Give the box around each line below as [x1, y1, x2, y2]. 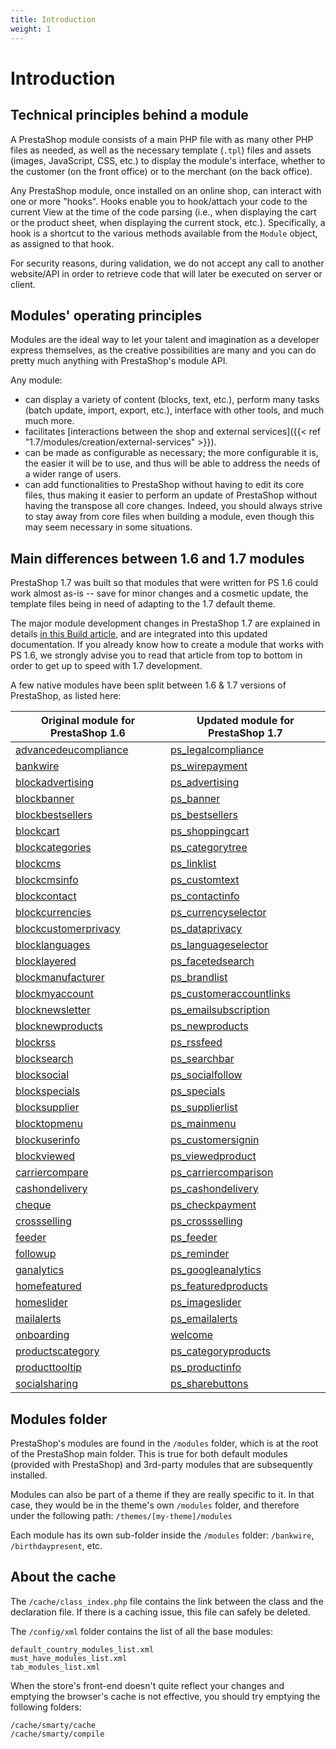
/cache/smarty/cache [10, 1720, 97, 1730]
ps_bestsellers [169, 808, 238, 822]
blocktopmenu [15, 1117, 83, 1131]
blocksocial [15, 1068, 70, 1082]
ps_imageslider [169, 1296, 242, 1310]
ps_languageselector [169, 938, 269, 952]
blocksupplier [15, 1101, 80, 1115]
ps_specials [169, 1084, 226, 1098]
